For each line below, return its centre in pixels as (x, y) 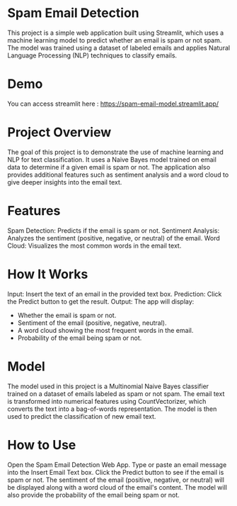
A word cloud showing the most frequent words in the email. (105, 330)
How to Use (42, 445)
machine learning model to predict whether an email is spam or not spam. (115, 40)
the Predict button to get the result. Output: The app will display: (101, 301)
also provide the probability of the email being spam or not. (94, 495)
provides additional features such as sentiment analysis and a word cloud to (118, 175)
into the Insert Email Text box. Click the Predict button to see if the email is (116, 472)
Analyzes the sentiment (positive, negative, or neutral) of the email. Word (114, 238)
